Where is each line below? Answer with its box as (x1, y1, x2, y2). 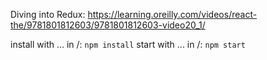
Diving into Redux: (10, 9, 86, 20)
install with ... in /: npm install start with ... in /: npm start (10, 39, 246, 50)
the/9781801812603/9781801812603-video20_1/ (10, 19, 206, 31)
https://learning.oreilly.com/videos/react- (87, 9, 258, 20)
